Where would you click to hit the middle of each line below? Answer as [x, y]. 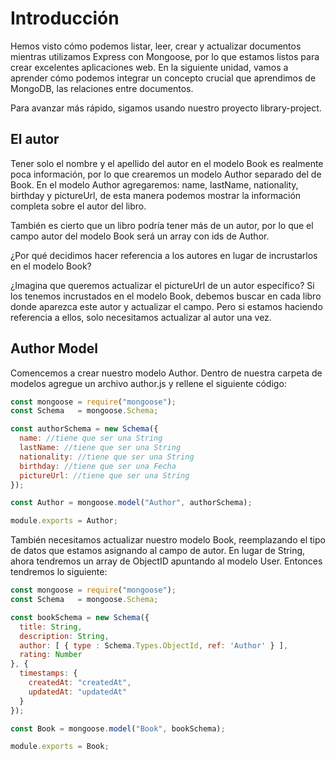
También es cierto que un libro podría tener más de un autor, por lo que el [162, 225]
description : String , [64, 636]
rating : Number [51, 655]
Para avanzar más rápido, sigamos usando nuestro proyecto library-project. [166, 108]
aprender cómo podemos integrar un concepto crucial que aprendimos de [163, 78]
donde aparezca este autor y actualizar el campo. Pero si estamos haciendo [166, 306]
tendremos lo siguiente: [59, 572]
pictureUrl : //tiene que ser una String [104, 475]
